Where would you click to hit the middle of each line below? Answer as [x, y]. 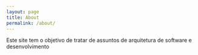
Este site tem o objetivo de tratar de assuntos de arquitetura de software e [99, 40]
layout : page [23, 12]
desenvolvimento [28, 47]
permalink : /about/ [31, 23]
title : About [23, 18]
